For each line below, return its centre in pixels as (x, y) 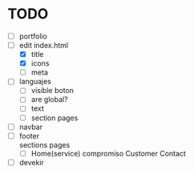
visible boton (52, 91)
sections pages (44, 144)
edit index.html (44, 45)
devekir (32, 162)
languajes (35, 82)
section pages (55, 118)
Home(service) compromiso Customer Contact (108, 153)
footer (29, 136)
